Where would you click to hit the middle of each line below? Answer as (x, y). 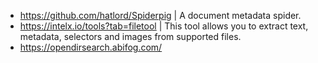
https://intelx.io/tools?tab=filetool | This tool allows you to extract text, (164, 26)
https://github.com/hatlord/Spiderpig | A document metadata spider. (160, 15)
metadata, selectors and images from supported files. (130, 36)
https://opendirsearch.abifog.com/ (91, 47)
